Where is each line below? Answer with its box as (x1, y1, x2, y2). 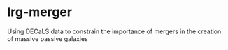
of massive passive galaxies (7, 34, 89, 42)
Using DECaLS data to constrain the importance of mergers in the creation (7, 27, 222, 35)
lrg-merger (7, 4, 72, 20)
